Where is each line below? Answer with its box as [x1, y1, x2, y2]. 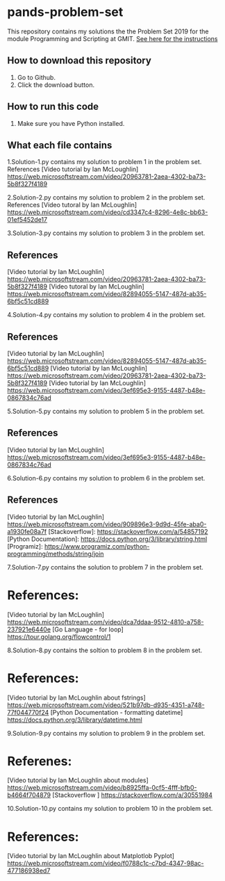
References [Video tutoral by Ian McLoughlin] [7, 201, 137, 209]
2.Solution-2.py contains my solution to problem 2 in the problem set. [7, 193, 206, 202]
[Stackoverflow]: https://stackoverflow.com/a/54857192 [48, 527, 208, 535]
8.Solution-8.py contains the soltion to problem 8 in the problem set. [7, 646, 203, 654]
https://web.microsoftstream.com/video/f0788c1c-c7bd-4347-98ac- [7, 859, 204, 868]
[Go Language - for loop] [51, 625, 124, 633]
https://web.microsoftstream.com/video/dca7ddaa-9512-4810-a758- [7, 617, 204, 626]
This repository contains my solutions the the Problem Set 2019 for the [7, 27, 209, 35]
